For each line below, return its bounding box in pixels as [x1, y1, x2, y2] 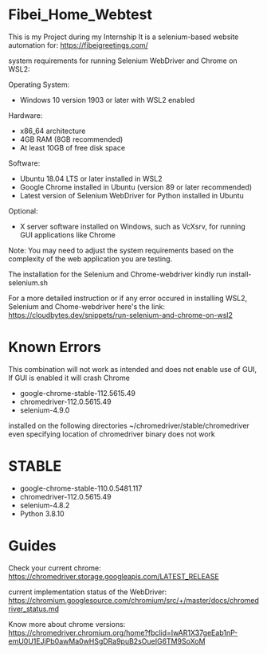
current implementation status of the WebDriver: [8, 587, 167, 597]
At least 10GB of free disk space [19, 143, 126, 152]
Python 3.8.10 [19, 508, 65, 519]
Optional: [8, 206, 38, 216]
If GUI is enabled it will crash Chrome [8, 373, 130, 382]
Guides [8, 537, 57, 554]
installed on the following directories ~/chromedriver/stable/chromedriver [8, 421, 249, 430]
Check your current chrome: [8, 563, 101, 573]
